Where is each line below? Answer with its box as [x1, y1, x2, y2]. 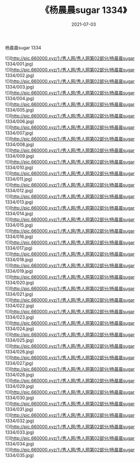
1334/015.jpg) [5, 222, 33, 228]
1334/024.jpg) [5, 326, 34, 332]
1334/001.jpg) [5, 61, 34, 67]
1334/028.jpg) [5, 371, 34, 377]
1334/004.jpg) [5, 95, 35, 101]
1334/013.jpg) [5, 199, 33, 205]
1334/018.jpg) [5, 256, 33, 262]
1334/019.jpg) [5, 268, 33, 274]
